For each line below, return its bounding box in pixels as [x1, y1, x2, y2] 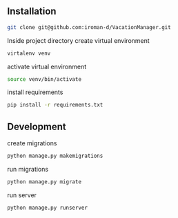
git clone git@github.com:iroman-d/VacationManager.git [7, 24, 171, 30]
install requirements [7, 88, 63, 96]
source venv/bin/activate [7, 75, 81, 82]
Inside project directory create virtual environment [7, 36, 150, 44]
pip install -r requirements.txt [7, 102, 103, 109]
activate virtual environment [7, 62, 87, 71]
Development [7, 120, 67, 132]
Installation [7, 6, 57, 17]
